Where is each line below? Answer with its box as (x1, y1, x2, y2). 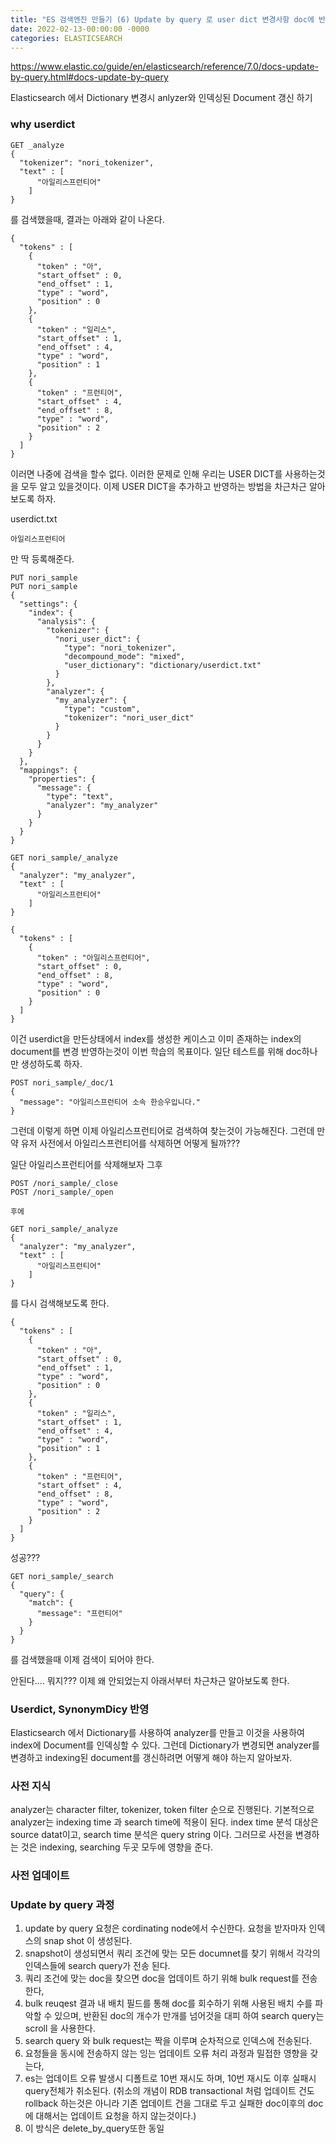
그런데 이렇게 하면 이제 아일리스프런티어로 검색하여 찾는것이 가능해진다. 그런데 (10, 1124, 315, 1136)
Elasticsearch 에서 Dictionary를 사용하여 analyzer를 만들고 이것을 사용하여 (10, 1726, 305, 1738)
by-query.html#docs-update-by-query (10, 71, 169, 83)
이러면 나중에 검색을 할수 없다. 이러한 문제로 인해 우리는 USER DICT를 (10, 467, 283, 480)
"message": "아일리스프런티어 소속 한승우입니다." (19, 1097, 201, 1107)
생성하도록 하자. (20, 1057, 83, 1070)
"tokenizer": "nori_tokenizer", (19, 157, 155, 168)
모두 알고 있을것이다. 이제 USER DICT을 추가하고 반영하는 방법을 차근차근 (20, 480, 307, 492)
